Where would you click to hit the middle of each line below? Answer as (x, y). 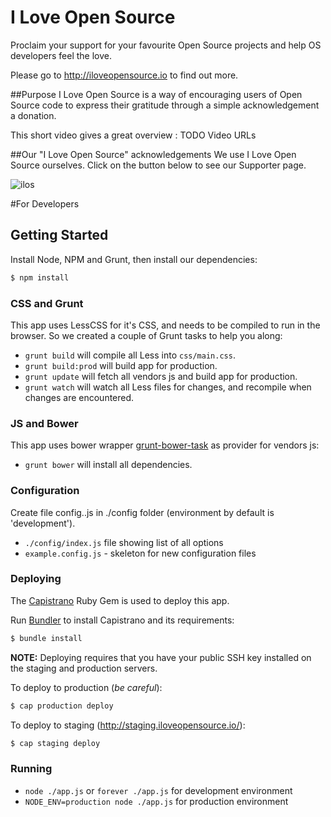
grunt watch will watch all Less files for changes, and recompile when (168, 387)
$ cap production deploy (62, 706)
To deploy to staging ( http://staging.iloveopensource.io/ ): (128, 725)
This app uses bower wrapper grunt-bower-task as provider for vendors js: (165, 445)
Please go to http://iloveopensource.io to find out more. (124, 75)
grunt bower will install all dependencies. (108, 465)
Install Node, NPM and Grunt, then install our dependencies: (134, 259)
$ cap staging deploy (55, 743)
